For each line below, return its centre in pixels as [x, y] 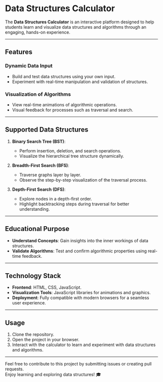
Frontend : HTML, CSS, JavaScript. [47, 287]
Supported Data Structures [47, 130]
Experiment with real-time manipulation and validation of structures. [80, 82]
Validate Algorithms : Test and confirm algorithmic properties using [79, 251]
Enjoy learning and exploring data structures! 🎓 [53, 375]
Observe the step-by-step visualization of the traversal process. [83, 180]
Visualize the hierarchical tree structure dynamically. [72, 156]
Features [19, 52]
